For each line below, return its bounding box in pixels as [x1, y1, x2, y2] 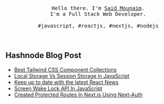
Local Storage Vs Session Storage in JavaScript [14, 72, 130, 79]
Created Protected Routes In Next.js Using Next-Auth [14, 91, 143, 98]
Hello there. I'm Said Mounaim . [51, 5, 145, 11]
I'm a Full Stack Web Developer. [50, 11, 146, 17]
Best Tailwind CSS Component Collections [14, 66, 117, 73]
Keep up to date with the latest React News [14, 78, 119, 86]
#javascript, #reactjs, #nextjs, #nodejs [37, 22, 159, 29]
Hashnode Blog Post [5, 51, 82, 61]
